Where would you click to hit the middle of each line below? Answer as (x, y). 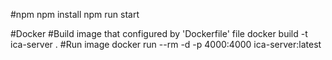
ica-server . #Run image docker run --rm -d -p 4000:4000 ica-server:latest (166, 44)
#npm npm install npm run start (75, 14)
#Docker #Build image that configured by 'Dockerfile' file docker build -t (159, 33)
